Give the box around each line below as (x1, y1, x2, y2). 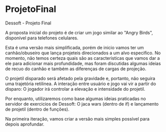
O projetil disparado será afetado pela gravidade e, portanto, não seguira (5, 75, 155, 81)
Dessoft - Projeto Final (5, 20, 51, 26)
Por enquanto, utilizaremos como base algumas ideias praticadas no (5, 96, 146, 102)
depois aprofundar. (5, 121, 44, 127)
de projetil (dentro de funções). (5, 106, 69, 112)
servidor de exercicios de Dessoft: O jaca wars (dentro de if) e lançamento (5, 101, 159, 107)
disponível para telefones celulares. (5, 35, 78, 41)
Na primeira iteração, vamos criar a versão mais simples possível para (5, 116, 150, 122)
